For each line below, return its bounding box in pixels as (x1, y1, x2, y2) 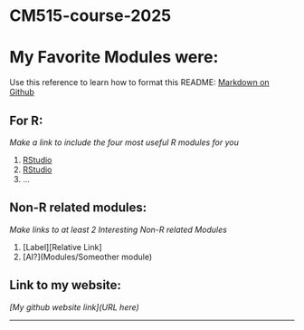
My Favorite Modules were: (9, 47, 219, 68)
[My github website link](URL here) (9, 301, 139, 313)
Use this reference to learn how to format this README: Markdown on (9, 77, 270, 88)
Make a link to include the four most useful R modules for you (9, 137, 240, 148)
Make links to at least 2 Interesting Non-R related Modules (9, 224, 228, 235)
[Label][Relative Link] (22, 241, 102, 252)
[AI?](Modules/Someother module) (22, 251, 153, 262)
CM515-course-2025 (9, 5, 172, 26)
